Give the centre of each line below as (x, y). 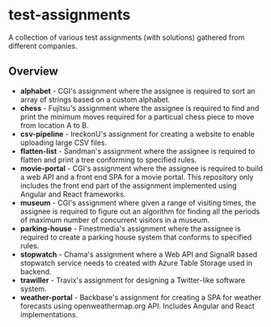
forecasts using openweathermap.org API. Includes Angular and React (137, 306)
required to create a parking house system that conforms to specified (136, 237)
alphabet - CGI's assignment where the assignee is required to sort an (138, 91)
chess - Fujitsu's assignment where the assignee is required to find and (140, 108)
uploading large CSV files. (64, 142)
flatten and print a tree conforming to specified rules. (108, 159)
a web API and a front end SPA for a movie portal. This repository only (137, 176)
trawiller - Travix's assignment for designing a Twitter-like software (133, 280)
